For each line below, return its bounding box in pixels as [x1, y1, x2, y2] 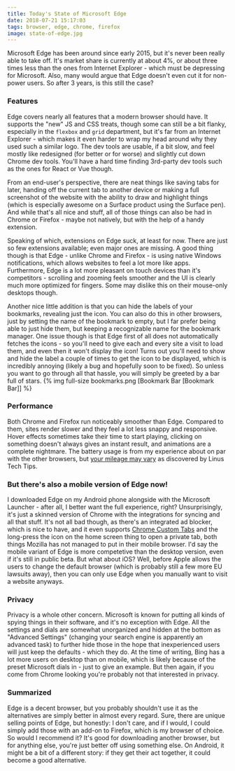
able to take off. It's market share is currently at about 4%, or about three [7, 57, 218, 65]
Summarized [7, 688, 52, 697]
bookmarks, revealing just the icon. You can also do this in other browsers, [7, 309, 222, 318]
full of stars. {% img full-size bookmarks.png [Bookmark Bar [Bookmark [7, 376, 215, 385]
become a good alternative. [7, 756, 87, 764]
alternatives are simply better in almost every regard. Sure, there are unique [7, 711, 225, 719]
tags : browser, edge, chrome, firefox [7, 23, 120, 30]
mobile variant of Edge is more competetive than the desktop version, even [7, 547, 224, 556]
